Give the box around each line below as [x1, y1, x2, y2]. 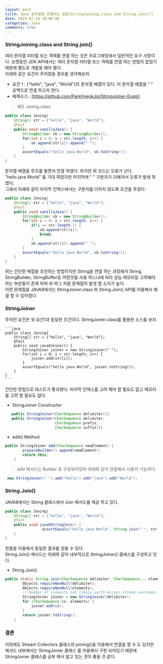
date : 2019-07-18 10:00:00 [5, 16, 60, 21]
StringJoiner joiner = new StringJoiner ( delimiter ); [22, 595, 131, 599]
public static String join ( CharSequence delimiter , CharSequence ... [5, 576, 147, 581]
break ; [39, 232, 53, 237]
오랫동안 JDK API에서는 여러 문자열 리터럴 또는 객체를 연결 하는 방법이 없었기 [11, 59, 157, 65]
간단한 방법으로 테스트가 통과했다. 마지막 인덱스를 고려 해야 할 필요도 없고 [5, 386, 144, 392]
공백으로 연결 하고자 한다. [12, 87, 61, 93]
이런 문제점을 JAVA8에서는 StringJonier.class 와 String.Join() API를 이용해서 [5, 287, 153, 293]
